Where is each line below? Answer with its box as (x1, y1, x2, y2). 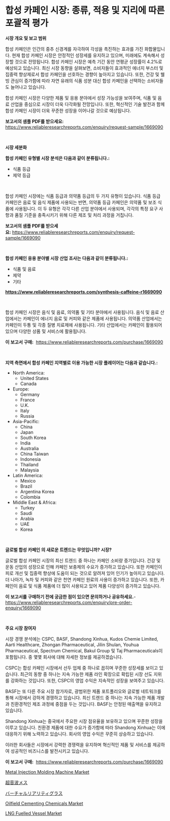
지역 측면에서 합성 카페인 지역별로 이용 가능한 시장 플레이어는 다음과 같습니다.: (5, 359, 158, 366)
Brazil (20, 483, 32, 489)
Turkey (20, 504, 35, 511)
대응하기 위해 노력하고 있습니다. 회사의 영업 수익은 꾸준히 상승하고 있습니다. (5, 731, 154, 737)
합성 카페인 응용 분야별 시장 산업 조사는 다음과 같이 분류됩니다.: (5, 255, 128, 261)
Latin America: (12, 472, 43, 478)
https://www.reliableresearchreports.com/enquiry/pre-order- (5, 599, 132, 605)
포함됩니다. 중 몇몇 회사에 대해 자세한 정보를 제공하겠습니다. (5, 654, 123, 660)
